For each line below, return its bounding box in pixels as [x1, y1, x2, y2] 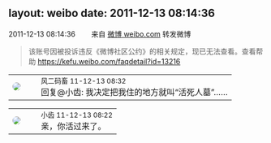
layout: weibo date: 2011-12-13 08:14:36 [8, 6, 215, 20]
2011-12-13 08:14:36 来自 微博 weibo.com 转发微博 [8, 28, 191, 39]
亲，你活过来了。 [41, 120, 107, 132]
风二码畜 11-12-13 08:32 [41, 76, 127, 85]
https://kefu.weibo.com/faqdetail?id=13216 [37, 56, 181, 66]
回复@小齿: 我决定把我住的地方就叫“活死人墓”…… [41, 86, 229, 97]
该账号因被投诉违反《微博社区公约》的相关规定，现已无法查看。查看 [28, 46, 256, 56]
